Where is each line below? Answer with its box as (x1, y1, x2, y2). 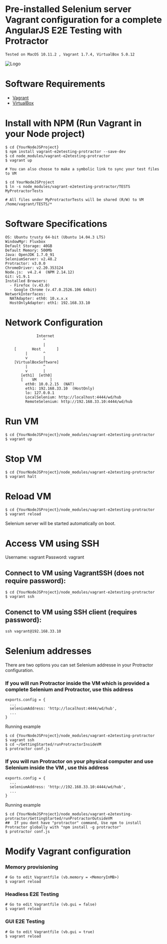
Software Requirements (5, 78, 106, 89)
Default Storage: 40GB (5, 243, 52, 248)
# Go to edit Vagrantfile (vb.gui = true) (5, 929, 95, 934)
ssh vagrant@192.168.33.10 (5, 629, 61, 634)
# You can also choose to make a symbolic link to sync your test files (5, 166, 160, 171)
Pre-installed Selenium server (5, 3, 132, 15)
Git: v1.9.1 (5, 274, 30, 279)
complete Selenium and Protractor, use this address (5, 686, 134, 693)
